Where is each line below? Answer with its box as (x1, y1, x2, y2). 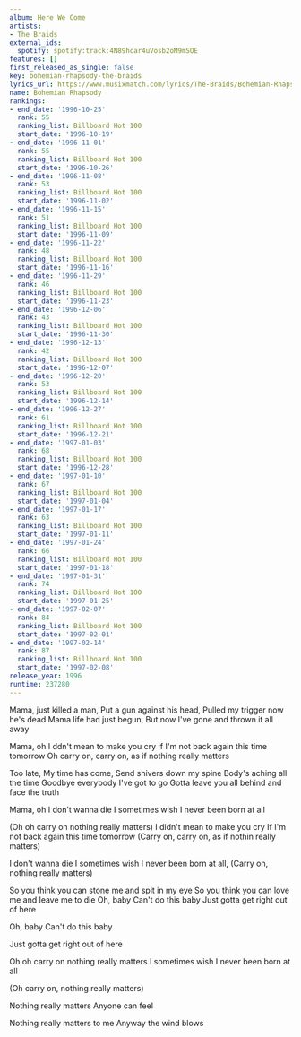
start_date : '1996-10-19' (17, 130, 115, 139)
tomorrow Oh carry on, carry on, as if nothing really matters (9, 750, 230, 761)
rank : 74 (17, 580, 50, 589)
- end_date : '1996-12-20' (9, 371, 106, 381)
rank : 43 (17, 313, 50, 323)
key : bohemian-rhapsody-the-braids (9, 72, 142, 81)
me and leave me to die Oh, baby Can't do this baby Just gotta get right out (9, 894, 288, 905)
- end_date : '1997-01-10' (9, 471, 106, 480)
